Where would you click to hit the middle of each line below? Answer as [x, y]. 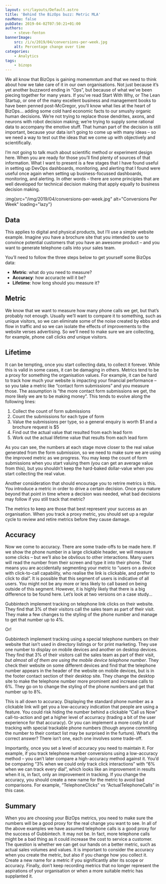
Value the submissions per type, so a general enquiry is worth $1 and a [84, 422]
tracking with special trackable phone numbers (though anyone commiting [81, 728]
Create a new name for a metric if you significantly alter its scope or [74, 860]
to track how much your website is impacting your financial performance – [81, 380]
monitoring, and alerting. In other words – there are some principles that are [82, 179]
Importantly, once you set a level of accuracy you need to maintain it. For [80, 748]
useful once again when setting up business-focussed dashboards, [74, 174]
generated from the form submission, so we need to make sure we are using [83, 452]
